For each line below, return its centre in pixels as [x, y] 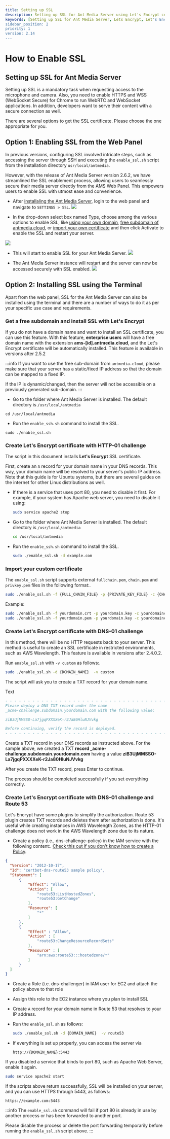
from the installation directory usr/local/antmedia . [58, 165]
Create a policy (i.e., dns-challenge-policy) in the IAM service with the [86, 841]
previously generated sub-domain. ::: [44, 389]
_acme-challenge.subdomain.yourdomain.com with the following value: [80, 710]
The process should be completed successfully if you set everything [77, 779]
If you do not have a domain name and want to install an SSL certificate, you [84, 332]
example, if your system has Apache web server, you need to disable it [86, 498]
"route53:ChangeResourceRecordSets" [76, 941]
